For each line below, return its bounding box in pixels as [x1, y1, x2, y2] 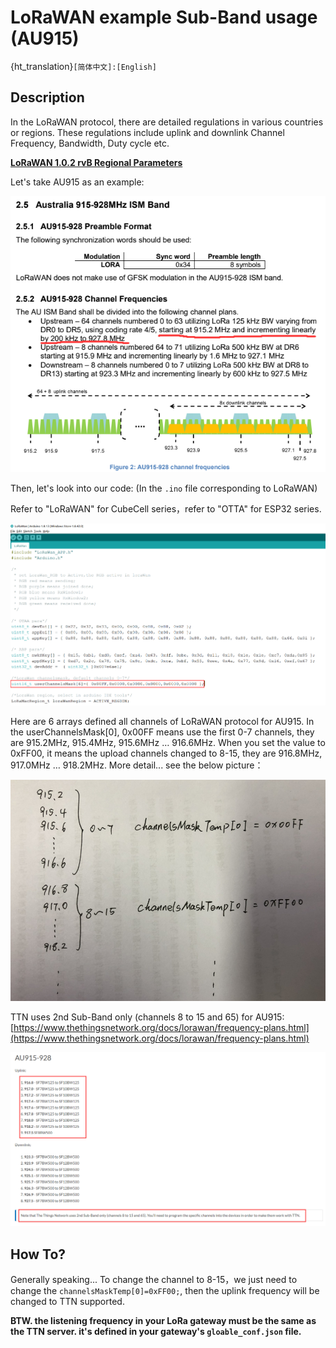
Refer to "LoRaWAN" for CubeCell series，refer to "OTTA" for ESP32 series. [10, 503, 322, 515]
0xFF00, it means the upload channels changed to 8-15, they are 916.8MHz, [10, 747, 323, 759]
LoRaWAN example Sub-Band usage [10, 6, 318, 29]
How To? [10, 1246, 67, 1263]
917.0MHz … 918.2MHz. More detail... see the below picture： [10, 759, 264, 771]
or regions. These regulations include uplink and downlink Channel [10, 126, 285, 138]
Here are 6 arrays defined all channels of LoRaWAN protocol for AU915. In [10, 715, 315, 727]
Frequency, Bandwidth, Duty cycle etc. [10, 137, 170, 149]
